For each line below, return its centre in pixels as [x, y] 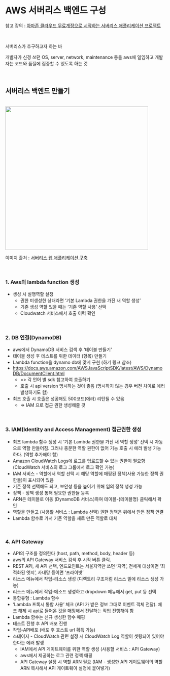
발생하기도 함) [34, 392]
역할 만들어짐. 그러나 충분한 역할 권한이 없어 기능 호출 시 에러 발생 [87, 448]
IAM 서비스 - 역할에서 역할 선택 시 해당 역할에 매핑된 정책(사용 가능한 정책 [86, 473]
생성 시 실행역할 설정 [33, 294]
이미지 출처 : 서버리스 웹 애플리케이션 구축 [46, 258]
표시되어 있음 [41, 480]
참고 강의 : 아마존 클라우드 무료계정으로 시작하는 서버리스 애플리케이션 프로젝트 [83, 26]
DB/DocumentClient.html [39, 373]
